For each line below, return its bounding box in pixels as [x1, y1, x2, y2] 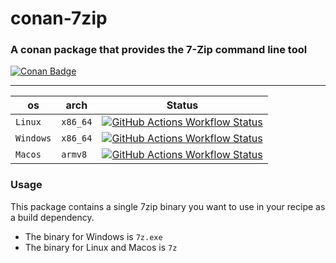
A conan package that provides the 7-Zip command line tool [10, 43, 308, 57]
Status [166, 98, 199, 112]
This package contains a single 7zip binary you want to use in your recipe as [10, 200, 326, 212]
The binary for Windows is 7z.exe [24, 230, 163, 242]
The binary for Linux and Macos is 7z [24, 241, 178, 253]
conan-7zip [10, 7, 108, 30]
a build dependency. [10, 211, 95, 223]
